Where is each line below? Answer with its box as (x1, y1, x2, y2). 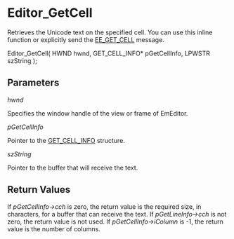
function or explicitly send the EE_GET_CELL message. (7, 35, 165, 43)
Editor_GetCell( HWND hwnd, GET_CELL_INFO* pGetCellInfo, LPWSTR (7, 49, 211, 57)
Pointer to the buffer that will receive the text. (7, 163, 138, 172)
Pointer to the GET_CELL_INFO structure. (7, 136, 125, 144)
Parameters (7, 77, 60, 89)
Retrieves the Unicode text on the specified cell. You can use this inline (7, 28, 213, 36)
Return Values (7, 184, 71, 196)
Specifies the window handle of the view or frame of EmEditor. (7, 109, 188, 117)
